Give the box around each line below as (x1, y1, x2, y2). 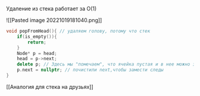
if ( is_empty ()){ (17, 33, 58, 39)
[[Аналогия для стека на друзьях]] (6, 83, 93, 90)
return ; (27, 39, 46, 45)
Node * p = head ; (17, 50, 58, 56)
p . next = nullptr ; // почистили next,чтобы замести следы (17, 67, 164, 73)
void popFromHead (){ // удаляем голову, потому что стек (6, 28, 151, 34)
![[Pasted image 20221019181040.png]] (6, 17, 102, 23)
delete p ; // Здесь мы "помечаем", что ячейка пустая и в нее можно (17, 61, 190, 67)
